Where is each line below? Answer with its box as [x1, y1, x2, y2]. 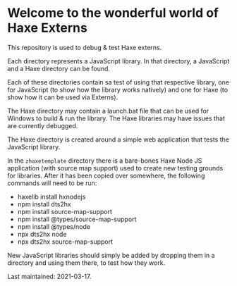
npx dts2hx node [17, 230, 67, 238]
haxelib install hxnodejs [17, 192, 86, 201]
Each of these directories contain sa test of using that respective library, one [7, 77, 229, 86]
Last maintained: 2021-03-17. [7, 272, 92, 280]
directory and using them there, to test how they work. [7, 259, 166, 267]
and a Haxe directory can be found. [7, 64, 111, 73]
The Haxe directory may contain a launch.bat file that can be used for [7, 106, 209, 115]
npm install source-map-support [17, 207, 113, 216]
